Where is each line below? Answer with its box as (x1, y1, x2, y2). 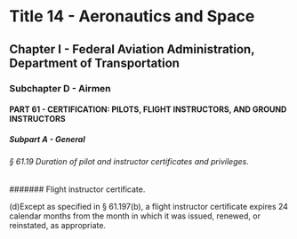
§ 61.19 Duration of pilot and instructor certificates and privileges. (9, 156, 249, 167)
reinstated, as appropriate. (9, 219, 107, 230)
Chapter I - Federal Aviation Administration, (9, 42, 255, 57)
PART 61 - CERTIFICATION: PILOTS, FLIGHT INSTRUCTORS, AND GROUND (9, 104, 287, 115)
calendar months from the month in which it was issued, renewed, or (9, 211, 261, 221)
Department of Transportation (9, 55, 181, 70)
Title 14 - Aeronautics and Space (9, 6, 255, 27)
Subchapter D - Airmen (9, 82, 111, 94)
